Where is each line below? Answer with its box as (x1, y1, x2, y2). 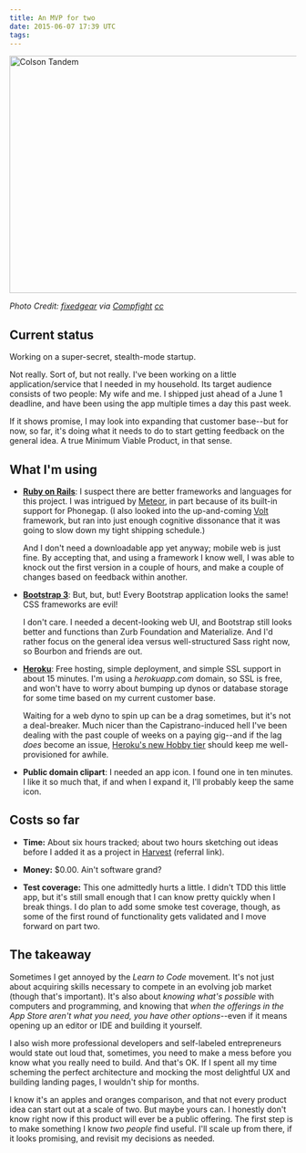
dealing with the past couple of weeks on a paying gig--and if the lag (22, 729, 282, 740)
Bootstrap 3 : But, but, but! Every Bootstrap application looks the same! (22, 590, 289, 600)
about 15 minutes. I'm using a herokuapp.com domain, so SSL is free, (22, 673, 283, 684)
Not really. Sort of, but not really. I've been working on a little (9, 369, 237, 380)
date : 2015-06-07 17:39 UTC (9, 22, 117, 31)
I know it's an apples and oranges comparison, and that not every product (9, 1094, 287, 1105)
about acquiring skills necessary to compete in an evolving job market (9, 980, 272, 991)
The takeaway (9, 947, 92, 963)
